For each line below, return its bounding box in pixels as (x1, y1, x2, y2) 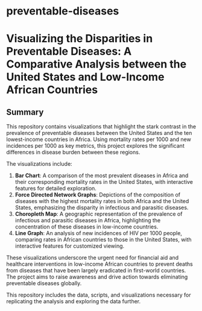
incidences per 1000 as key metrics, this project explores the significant (6, 142, 185, 149)
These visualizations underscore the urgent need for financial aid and (6, 254, 179, 262)
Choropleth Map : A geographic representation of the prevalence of (14, 210, 183, 218)
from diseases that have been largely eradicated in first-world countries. (6, 267, 186, 274)
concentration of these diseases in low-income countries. (14, 223, 159, 230)
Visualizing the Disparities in (6, 32, 153, 46)
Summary (6, 107, 44, 117)
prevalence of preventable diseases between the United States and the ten (6, 130, 192, 137)
